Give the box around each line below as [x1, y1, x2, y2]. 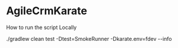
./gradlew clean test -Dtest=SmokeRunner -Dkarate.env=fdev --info [6, 35, 172, 42]
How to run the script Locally [6, 24, 77, 31]
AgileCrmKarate [6, 4, 88, 18]
